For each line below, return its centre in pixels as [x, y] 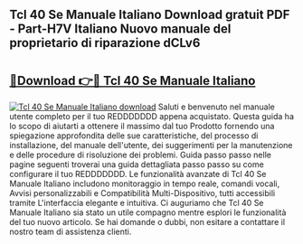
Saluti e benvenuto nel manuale [217, 107]
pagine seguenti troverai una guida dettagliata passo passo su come [137, 164]
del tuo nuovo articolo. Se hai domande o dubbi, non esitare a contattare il [147, 222]
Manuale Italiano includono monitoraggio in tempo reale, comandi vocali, [145, 183]
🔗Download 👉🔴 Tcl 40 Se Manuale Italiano [133, 80]
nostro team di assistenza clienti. [71, 231]
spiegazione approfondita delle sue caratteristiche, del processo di [134, 136]
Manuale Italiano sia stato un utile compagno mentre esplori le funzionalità [148, 212]
